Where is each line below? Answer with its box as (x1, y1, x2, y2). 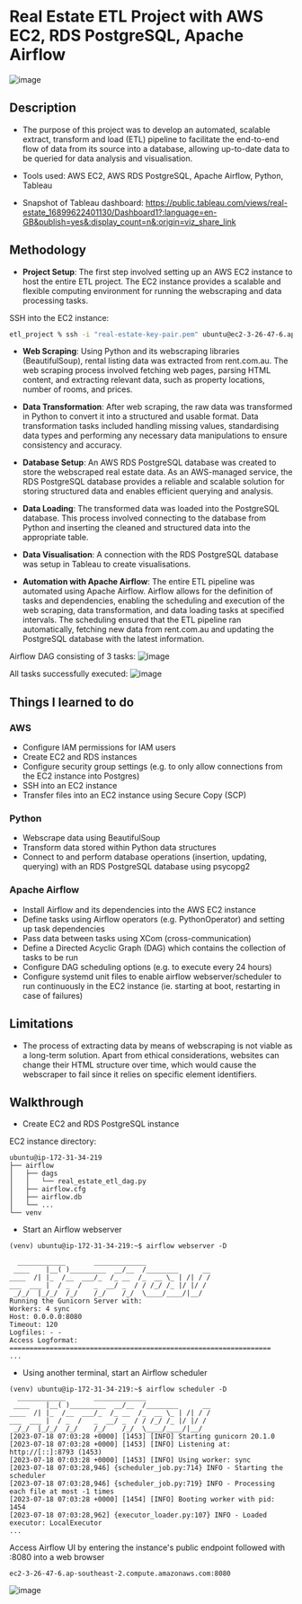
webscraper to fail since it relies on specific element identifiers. (22, 1068, 258, 1080)
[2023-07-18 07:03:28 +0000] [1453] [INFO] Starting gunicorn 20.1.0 (9, 1432, 276, 1441)
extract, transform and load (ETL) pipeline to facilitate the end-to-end (22, 133, 280, 145)
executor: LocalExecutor (9, 1519, 102, 1528)
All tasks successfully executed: (9, 668, 129, 680)
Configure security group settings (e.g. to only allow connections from (22, 762, 283, 772)
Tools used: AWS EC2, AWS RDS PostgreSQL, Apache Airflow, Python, (22, 170, 284, 181)
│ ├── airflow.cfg (9, 1185, 87, 1194)
